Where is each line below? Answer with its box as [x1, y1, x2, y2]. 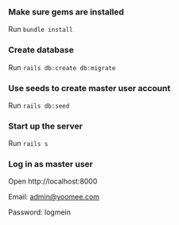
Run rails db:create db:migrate [8, 62, 116, 72]
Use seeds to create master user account [8, 82, 171, 93]
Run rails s [8, 139, 49, 148]
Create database [8, 45, 74, 56]
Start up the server [8, 120, 84, 132]
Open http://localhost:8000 [8, 176, 98, 186]
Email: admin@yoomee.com [8, 192, 99, 202]
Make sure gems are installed [8, 6, 125, 18]
